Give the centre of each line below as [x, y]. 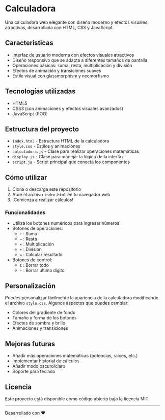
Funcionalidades [25, 212]
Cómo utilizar [26, 177]
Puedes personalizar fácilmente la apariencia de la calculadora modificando [82, 298]
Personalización [30, 286]
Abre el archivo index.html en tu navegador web [61, 195]
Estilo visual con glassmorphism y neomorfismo [61, 76]
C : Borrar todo [34, 265]
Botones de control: [32, 260]
